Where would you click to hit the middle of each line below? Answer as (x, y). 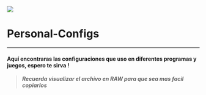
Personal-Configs (53, 34)
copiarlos (35, 85)
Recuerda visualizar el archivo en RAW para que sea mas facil (103, 79)
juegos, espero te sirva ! (38, 65)
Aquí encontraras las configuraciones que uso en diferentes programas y (102, 59)
